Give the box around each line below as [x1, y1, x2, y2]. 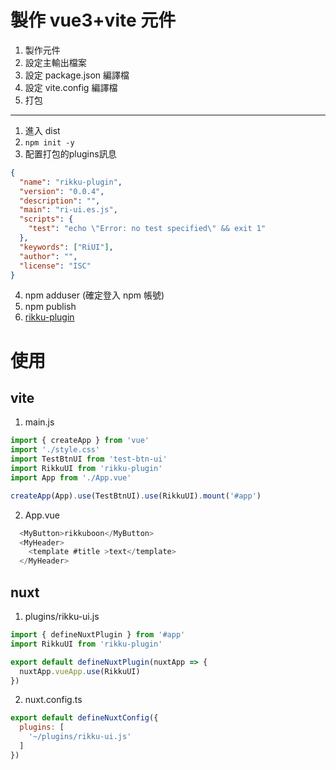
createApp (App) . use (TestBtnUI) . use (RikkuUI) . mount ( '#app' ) [10, 491, 262, 501]
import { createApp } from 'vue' [10, 436, 150, 446]
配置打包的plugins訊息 [24, 147, 117, 160]
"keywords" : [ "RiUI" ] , [19, 242, 114, 252]
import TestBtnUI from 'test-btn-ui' [10, 454, 168, 465]
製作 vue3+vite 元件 [10, 9, 177, 32]
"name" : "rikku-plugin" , [19, 177, 123, 187]
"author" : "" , [19, 251, 78, 261]
